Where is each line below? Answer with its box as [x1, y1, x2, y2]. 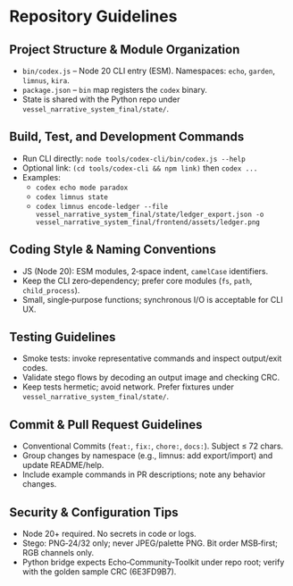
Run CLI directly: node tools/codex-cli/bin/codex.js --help [21, 153, 246, 163]
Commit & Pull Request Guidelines [9, 417, 203, 432]
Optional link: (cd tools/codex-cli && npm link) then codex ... [21, 163, 258, 173]
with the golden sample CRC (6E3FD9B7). [21, 566, 177, 577]
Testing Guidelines [9, 330, 116, 345]
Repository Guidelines [9, 6, 178, 27]
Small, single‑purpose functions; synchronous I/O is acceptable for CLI [21, 294, 283, 305]
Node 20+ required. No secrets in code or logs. [21, 529, 197, 540]
